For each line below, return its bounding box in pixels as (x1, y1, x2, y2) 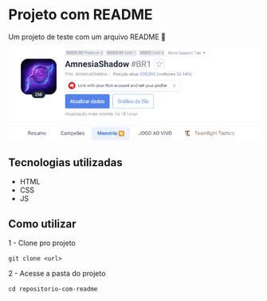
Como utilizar (8, 217, 77, 231)
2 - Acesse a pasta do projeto (8, 269, 106, 279)
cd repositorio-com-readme (8, 285, 98, 293)
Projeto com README (8, 6, 153, 24)
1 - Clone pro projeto (8, 238, 76, 248)
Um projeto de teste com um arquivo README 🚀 (8, 32, 166, 42)
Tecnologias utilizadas (8, 156, 123, 169)
